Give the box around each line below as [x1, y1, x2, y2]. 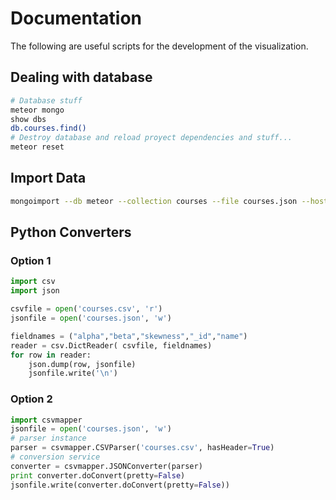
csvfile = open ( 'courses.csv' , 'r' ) [10, 304, 163, 314]
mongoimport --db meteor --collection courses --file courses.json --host [10, 196, 329, 206]
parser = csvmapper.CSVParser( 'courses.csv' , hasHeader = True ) [10, 443, 275, 453]
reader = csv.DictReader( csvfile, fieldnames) [10, 340, 213, 351]
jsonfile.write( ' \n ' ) [28, 368, 118, 379]
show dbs [10, 114, 47, 124]
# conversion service [10, 452, 101, 462]
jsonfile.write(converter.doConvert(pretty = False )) [10, 480, 230, 490]
